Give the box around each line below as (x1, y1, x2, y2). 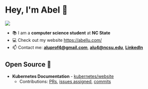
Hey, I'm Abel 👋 (5, 4, 68, 16)
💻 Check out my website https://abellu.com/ (12, 37, 102, 43)
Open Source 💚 (5, 60, 52, 69)
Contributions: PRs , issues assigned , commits (19, 78, 111, 84)
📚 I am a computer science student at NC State (12, 30, 111, 36)
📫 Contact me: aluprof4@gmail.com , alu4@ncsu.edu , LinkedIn (12, 44, 143, 50)
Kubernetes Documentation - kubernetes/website (12, 73, 114, 79)
